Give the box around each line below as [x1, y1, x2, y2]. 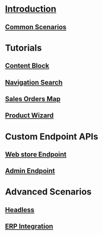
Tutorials [5, 42, 42, 53]
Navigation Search [5, 78, 63, 86]
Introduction [5, 3, 57, 15]
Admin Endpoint [5, 167, 55, 175]
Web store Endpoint [5, 150, 67, 158]
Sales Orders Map [5, 95, 61, 103]
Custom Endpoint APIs [5, 131, 99, 142]
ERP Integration [5, 222, 54, 231]
